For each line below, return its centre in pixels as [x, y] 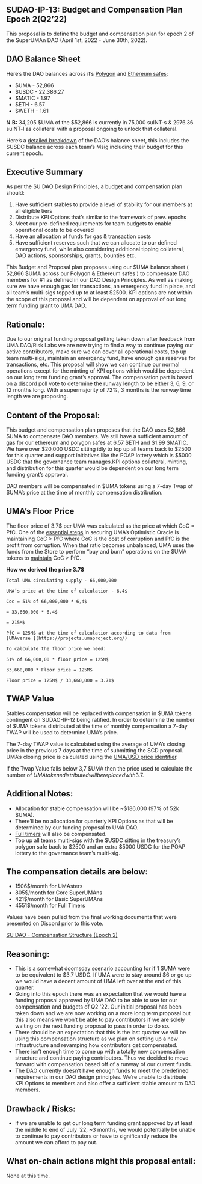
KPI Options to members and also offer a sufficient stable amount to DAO [105, 1084]
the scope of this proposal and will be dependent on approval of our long [96, 299]
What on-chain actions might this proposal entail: [101, 1161]
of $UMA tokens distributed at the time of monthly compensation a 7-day [97, 726]
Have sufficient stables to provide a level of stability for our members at [103, 204]
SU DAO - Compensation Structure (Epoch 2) [62, 935]
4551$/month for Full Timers [50, 905]
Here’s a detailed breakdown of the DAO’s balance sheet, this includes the [98, 140]
